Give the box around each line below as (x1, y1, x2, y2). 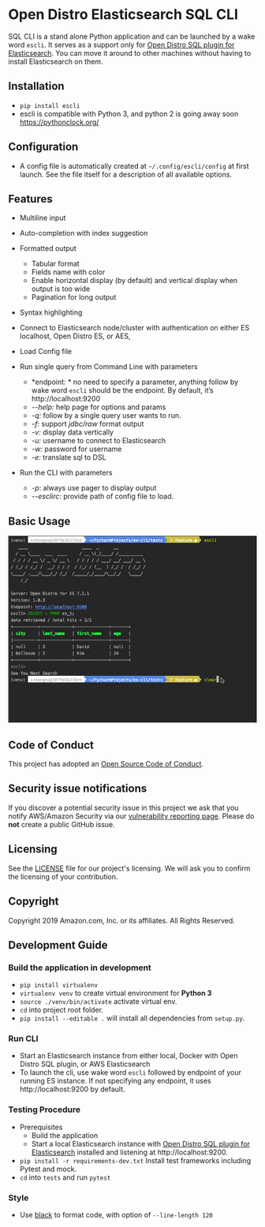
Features (8, 192, 53, 206)
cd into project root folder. (19, 1005, 104, 1015)
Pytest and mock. (19, 1164, 77, 1173)
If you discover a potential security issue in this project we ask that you (8, 803, 239, 812)
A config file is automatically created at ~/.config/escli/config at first (19, 161, 249, 170)
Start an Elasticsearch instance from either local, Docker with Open (19, 1051, 238, 1061)
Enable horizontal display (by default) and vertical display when (31, 276, 238, 285)
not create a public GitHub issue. (8, 819, 116, 829)
